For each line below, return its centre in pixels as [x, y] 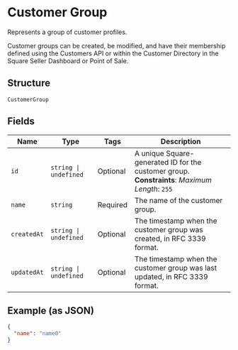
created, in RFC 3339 [170, 239]
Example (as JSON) [51, 311]
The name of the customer [178, 200]
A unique [149, 153]
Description [181, 141]
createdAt [27, 234]
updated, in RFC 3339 [171, 276]
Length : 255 [153, 189]
